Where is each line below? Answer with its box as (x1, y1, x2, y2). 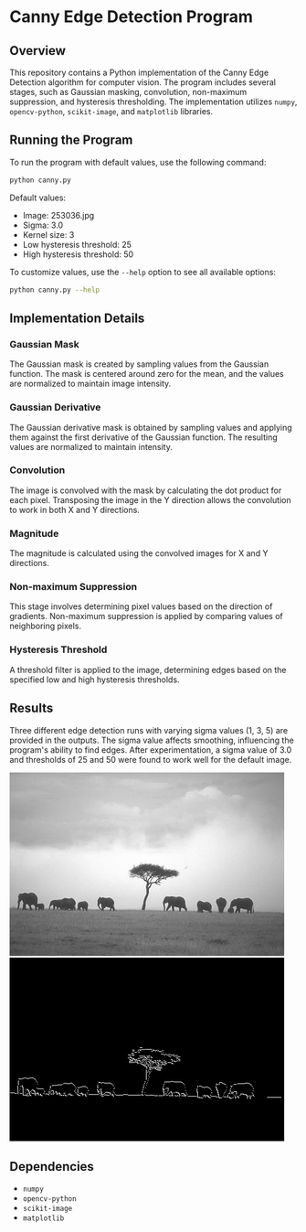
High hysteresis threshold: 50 (22, 249, 134, 260)
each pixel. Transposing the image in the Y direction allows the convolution (9, 494, 291, 505)
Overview (9, 43, 67, 59)
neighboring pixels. (9, 620, 82, 632)
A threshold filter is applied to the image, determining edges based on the (9, 664, 287, 675)
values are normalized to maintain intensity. (9, 441, 174, 452)
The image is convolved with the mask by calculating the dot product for (9, 485, 282, 496)
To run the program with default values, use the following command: (9, 156, 267, 167)
